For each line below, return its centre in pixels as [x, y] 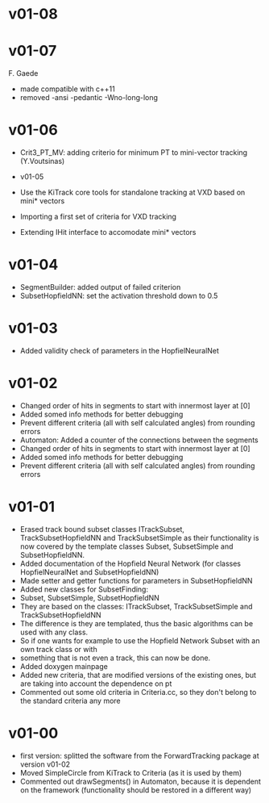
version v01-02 [45, 764]
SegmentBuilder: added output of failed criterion [100, 287]
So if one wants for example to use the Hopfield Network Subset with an [140, 640]
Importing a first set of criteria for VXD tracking [98, 217]
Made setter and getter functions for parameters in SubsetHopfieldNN [136, 580]
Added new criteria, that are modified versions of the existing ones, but [138, 675]
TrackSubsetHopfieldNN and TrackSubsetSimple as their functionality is [139, 537]
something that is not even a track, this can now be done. [115, 658]
